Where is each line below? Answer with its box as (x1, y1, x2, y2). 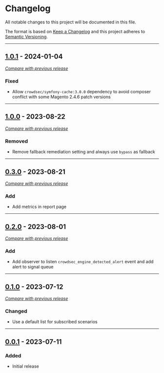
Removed (5, 138, 28, 145)
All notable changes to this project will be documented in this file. (5, 19, 137, 25)
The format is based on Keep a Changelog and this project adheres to (5, 28, 145, 34)
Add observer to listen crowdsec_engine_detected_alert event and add (12, 259, 154, 265)
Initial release (12, 363, 39, 369)
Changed (5, 308, 28, 315)
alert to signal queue (12, 264, 54, 270)
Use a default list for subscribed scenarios (12, 319, 98, 325)
